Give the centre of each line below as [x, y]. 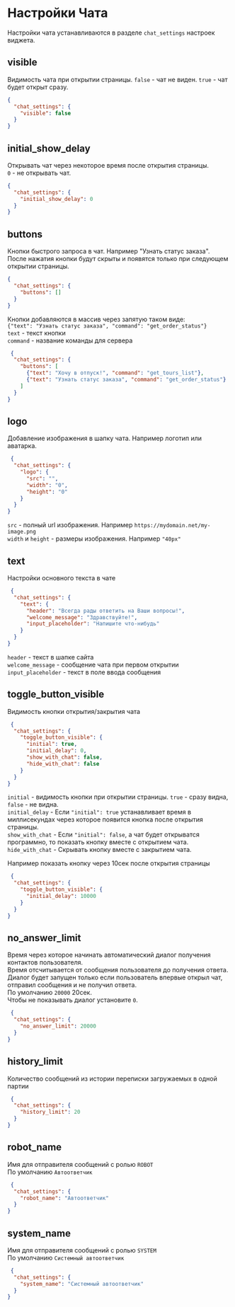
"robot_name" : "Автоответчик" [65, 1198]
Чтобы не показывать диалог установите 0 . [73, 1000]
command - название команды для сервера [70, 340]
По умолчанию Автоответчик [50, 1172]
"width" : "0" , [47, 485]
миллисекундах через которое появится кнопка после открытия [105, 819]
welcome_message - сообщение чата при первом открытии [93, 664]
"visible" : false [46, 113]
